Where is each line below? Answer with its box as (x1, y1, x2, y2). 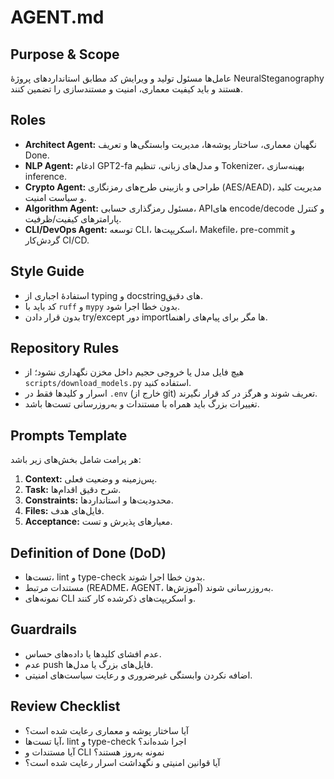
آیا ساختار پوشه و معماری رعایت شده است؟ (24, 724, 190, 736)
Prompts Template (10, 427, 128, 444)
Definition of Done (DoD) (10, 544, 167, 561)
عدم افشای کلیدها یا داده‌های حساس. (24, 647, 162, 660)
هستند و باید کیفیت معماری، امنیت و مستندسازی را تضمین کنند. (10, 83, 244, 95)
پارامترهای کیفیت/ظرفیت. (24, 212, 122, 225)
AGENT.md (10, 6, 105, 29)
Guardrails (10, 621, 77, 638)
